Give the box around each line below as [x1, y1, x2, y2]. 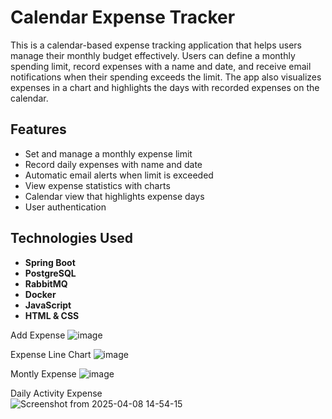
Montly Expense [10, 367, 77, 380]
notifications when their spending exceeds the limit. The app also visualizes [10, 71, 322, 83]
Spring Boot [24, 256, 76, 268]
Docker [24, 288, 57, 300]
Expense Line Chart [10, 348, 92, 360]
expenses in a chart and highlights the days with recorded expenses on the [10, 81, 320, 93]
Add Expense [10, 329, 66, 341]
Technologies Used [10, 230, 133, 247]
